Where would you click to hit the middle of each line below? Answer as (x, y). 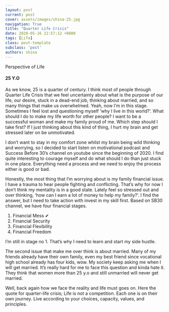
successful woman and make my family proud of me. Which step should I (82, 121)
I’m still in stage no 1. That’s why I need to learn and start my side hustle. (80, 241)
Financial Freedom (32, 232)
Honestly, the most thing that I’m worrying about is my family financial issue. (85, 179)
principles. (16, 304)
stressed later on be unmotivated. (40, 132)
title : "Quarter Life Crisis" (37, 29)
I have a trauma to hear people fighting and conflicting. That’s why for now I (84, 184)
